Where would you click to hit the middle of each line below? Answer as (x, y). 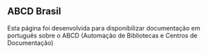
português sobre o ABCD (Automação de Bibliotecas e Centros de (102, 35)
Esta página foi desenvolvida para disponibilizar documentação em (104, 28)
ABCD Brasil (34, 11)
